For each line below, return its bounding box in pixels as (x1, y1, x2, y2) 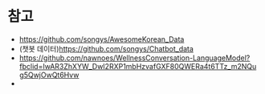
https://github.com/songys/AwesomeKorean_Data (18, 34, 185, 44)
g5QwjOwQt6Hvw (18, 70, 79, 80)
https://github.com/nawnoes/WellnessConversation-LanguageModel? (18, 53, 251, 63)
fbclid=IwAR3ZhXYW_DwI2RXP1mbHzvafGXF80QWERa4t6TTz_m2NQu (18, 61, 257, 71)
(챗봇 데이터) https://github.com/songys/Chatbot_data (18, 43, 194, 53)
